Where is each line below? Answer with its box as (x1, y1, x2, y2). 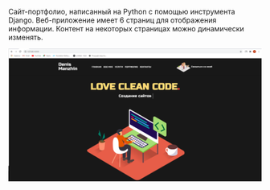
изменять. (8, 32, 43, 42)
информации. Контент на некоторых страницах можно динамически (8, 24, 245, 33)
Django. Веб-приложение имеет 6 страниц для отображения (8, 15, 217, 25)
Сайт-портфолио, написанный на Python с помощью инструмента (8, 7, 235, 16)
